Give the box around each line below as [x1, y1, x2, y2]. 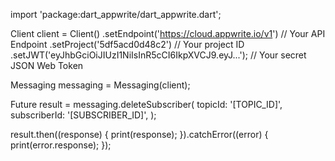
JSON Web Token [10, 60, 84, 71]
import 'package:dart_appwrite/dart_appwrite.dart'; [10, 9, 222, 20]
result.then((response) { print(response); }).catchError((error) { [10, 129, 269, 140]
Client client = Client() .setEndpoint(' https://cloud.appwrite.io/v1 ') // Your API [10, 28, 326, 39]
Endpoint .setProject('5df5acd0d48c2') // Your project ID [10, 39, 245, 50]
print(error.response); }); [10, 139, 112, 151]
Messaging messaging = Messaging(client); [10, 79, 191, 91]
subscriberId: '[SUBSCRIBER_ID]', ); [10, 109, 157, 121]
